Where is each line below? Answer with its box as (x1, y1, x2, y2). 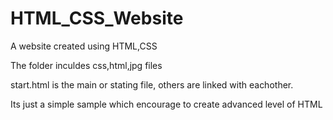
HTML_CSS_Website (10, 7, 184, 30)
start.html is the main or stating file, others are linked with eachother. (10, 78, 294, 91)
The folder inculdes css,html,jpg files (10, 59, 163, 71)
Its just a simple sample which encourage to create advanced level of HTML (10, 98, 323, 110)
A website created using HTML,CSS (10, 40, 158, 52)
